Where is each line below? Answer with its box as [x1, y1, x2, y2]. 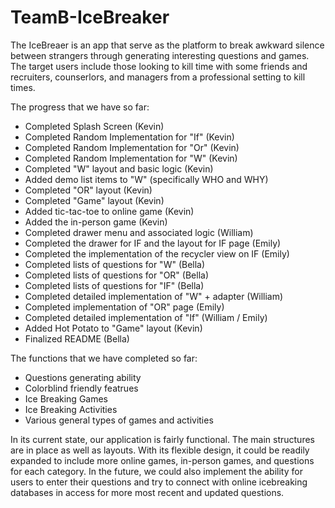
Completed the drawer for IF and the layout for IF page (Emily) [24, 237, 282, 249]
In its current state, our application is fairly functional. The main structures [10, 433, 315, 445]
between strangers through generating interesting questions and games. [10, 49, 310, 61]
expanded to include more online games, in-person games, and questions [10, 454, 315, 466]
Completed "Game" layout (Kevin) [24, 194, 165, 206]
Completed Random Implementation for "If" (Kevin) [24, 131, 235, 143]
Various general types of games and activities [24, 414, 214, 426]
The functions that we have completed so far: [10, 352, 198, 364]
